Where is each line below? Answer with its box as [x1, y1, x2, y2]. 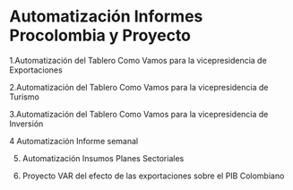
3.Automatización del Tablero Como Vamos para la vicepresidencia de [9, 108, 269, 119]
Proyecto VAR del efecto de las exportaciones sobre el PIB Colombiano [22, 170, 285, 181]
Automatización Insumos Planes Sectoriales [22, 152, 185, 163]
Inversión [9, 118, 44, 129]
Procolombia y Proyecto [9, 25, 191, 46]
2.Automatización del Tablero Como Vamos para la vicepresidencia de [9, 82, 269, 92]
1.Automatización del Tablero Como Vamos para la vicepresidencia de [9, 55, 267, 65]
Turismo [9, 91, 40, 102]
